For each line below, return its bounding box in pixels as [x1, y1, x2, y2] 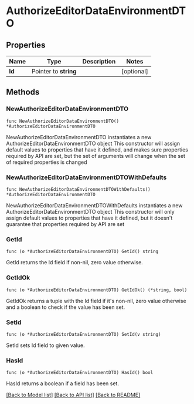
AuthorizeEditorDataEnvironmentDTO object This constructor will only [6, 208, 175, 215]
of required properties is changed [6, 159, 87, 166]
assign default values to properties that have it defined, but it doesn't [6, 214, 173, 221]
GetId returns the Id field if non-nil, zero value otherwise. [6, 259, 144, 266]
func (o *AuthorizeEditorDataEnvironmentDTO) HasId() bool [6, 370, 154, 376]
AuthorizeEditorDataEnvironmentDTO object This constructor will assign [6, 140, 181, 147]
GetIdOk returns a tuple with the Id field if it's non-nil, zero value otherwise [6, 297, 186, 304]
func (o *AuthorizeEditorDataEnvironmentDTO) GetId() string [6, 248, 159, 255]
